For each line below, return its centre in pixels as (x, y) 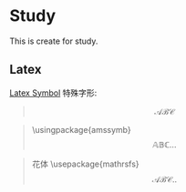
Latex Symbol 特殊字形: (53, 93)
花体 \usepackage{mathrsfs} (85, 164)
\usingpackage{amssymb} (82, 129)
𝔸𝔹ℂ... (165, 144)
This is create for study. (54, 41)
